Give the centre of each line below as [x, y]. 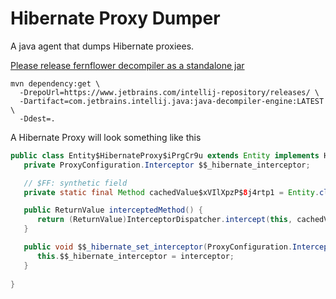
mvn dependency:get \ [55, 83]
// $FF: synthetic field [75, 183]
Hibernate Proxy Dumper [115, 18]
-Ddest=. [37, 118]
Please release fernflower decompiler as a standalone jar [127, 65]
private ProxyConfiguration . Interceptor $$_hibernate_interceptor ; [167, 165]
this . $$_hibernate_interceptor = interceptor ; [135, 256]
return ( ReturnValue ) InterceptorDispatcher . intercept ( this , [164, 220]
